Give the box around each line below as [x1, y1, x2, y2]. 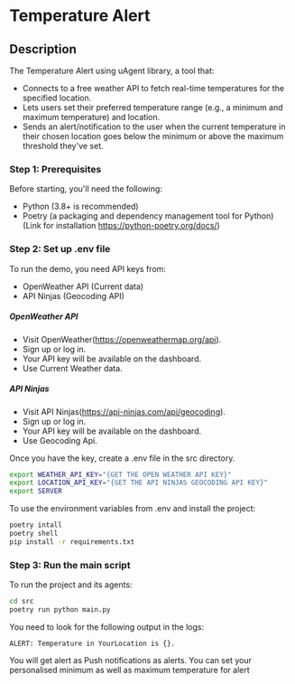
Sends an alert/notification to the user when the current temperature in [22, 121, 286, 132]
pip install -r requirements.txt [9, 537, 135, 547]
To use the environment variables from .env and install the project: [9, 503, 256, 514]
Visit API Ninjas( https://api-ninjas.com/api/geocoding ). [22, 406, 226, 417]
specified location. [22, 92, 92, 103]
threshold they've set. [22, 141, 104, 151]
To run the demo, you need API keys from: [9, 263, 167, 274]
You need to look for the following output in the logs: [9, 621, 205, 632]
